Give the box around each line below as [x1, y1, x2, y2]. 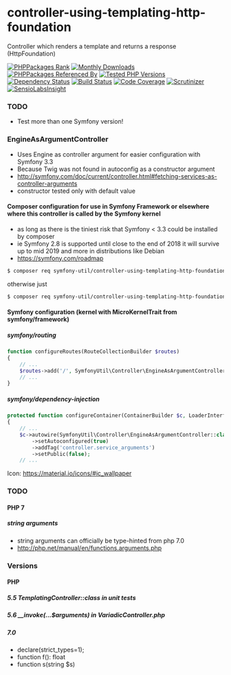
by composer [16, 232, 55, 240]
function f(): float [16, 652, 66, 661]
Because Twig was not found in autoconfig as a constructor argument [16, 165, 215, 173]
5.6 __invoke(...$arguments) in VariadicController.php [7, 611, 166, 619]
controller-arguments [16, 179, 78, 187]
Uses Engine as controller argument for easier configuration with [16, 150, 201, 159]
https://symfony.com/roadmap [16, 254, 104, 262]
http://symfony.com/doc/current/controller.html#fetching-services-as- [16, 172, 218, 180]
